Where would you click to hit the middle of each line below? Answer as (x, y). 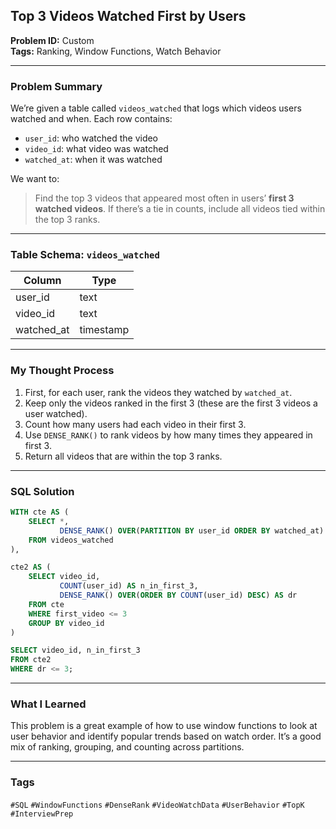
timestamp (104, 330)
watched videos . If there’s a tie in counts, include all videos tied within (180, 209)
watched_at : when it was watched (93, 160)
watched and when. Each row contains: (91, 119)
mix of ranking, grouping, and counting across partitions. (127, 747)
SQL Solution (42, 491)
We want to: (35, 179)
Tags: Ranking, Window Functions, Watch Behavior (116, 51)
